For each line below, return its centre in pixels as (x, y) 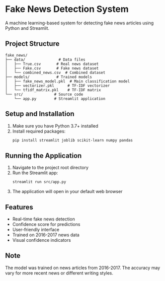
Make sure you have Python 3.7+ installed (55, 126)
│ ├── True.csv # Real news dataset (52, 64)
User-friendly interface (36, 229)
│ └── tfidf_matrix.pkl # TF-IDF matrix (53, 90)
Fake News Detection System (67, 9)
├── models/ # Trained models (49, 77)
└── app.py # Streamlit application (60, 99)
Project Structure (32, 44)
